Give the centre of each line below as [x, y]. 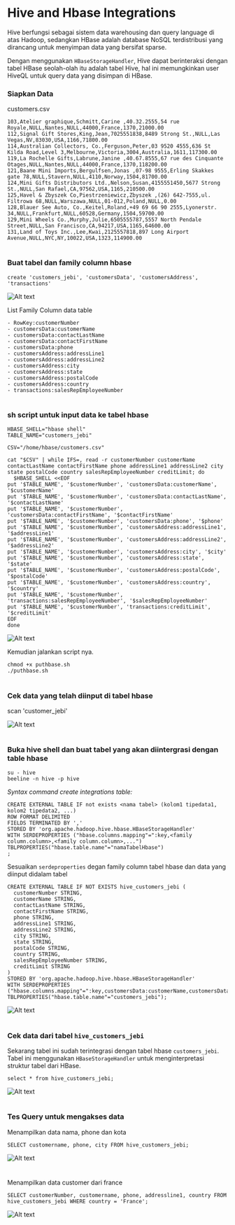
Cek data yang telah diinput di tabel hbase [80, 696]
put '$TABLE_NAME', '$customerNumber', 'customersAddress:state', [106, 558]
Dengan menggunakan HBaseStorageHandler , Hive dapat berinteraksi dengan [117, 60]
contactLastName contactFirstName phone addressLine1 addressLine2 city [115, 466]
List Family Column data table [50, 310]
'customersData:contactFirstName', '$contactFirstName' [90, 515]
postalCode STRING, [42, 948]
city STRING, [33, 936]
